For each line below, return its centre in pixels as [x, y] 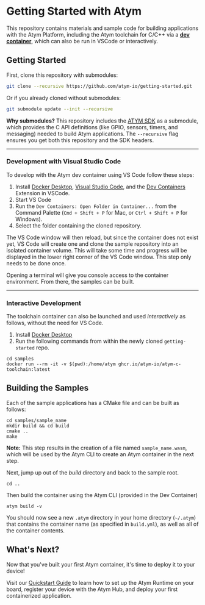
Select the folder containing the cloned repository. [78, 225]
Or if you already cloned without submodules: [63, 98]
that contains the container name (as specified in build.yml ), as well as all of [103, 524]
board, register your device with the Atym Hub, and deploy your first [92, 589]
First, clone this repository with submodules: [62, 75]
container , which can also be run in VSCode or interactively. [82, 41]
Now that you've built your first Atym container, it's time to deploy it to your [101, 564]
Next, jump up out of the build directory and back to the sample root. [92, 472]
